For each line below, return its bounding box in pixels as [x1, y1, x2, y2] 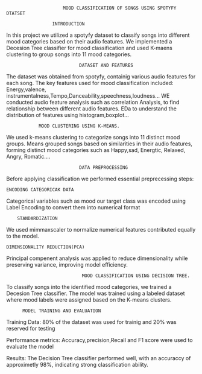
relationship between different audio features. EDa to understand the [6, 105, 177, 112]
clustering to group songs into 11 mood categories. [6, 51, 132, 58]
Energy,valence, [6, 86, 46, 93]
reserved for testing [6, 325, 55, 332]
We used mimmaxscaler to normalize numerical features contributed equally [6, 226, 196, 233]
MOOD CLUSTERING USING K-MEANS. [38, 123, 120, 129]
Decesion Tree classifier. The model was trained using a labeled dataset [6, 290, 185, 297]
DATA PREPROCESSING [79, 165, 128, 171]
